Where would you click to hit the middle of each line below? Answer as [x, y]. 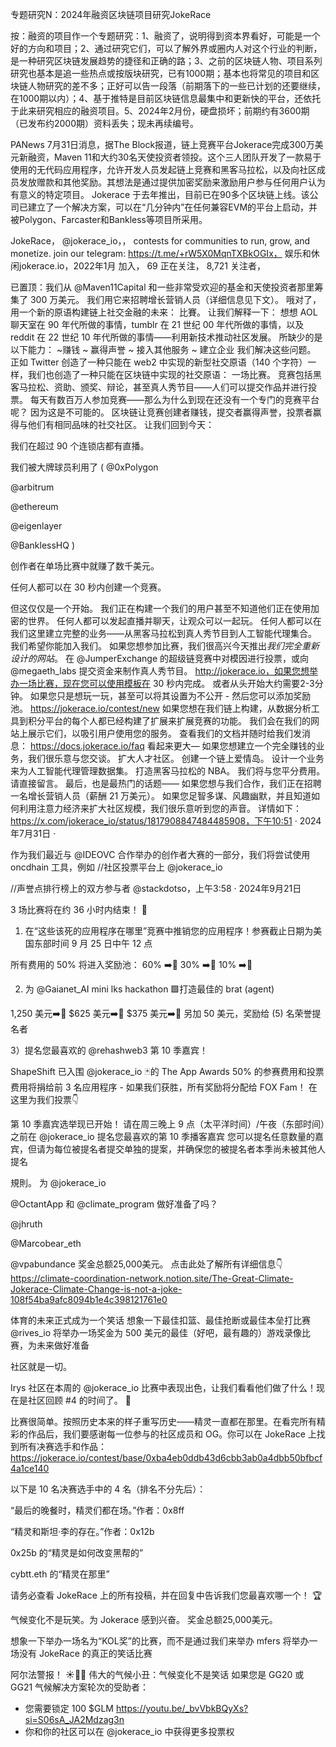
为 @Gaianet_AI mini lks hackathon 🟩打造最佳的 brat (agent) [149, 989]
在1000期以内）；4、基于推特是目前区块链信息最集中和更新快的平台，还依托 [166, 98]
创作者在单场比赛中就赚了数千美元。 [85, 566]
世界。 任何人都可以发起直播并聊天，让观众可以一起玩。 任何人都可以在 [174, 621]
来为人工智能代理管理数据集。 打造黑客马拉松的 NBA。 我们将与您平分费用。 [168, 771]
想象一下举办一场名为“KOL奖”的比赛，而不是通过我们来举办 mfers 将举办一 [164, 1641]
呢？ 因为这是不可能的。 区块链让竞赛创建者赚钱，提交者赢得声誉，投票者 [161, 412]
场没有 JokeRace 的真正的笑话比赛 [81, 1653]
